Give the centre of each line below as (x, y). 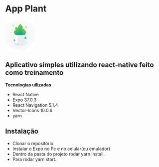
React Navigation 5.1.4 (35, 105)
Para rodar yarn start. (34, 159)
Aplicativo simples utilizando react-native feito (79, 65)
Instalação (22, 131)
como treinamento (34, 73)
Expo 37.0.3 (24, 100)
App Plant (26, 9)
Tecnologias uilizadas (28, 85)
